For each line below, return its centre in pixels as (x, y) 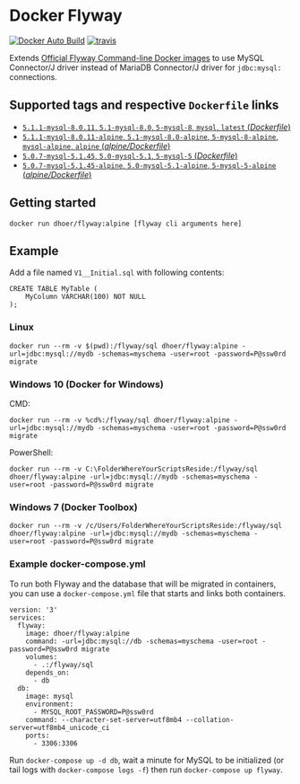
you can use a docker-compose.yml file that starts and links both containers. (148, 593)
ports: (38, 736)
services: (28, 617)
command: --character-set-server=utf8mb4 (103, 719)
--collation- (210, 719)
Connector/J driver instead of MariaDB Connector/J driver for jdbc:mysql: (146, 67)
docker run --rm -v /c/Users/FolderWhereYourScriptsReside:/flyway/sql (146, 526)
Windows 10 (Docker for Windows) (86, 384)
